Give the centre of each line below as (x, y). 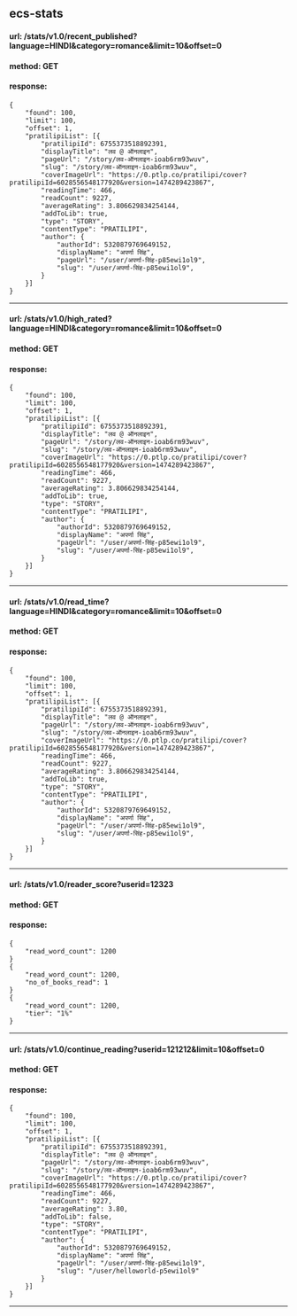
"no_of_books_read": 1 (67, 982)
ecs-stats (36, 14)
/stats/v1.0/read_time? (66, 602)
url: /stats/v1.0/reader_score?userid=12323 (91, 884)
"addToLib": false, (77, 1217)
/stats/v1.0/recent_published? (80, 36)
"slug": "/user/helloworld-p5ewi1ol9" (128, 1271)
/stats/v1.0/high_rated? (68, 319)
